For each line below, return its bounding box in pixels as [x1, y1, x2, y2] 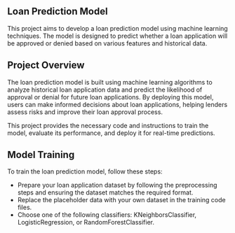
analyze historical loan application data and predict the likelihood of [7, 85, 203, 94]
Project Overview [7, 59, 85, 71]
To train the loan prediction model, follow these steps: [7, 167, 163, 176]
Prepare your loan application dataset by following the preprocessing [17, 181, 217, 190]
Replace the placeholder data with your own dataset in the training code [17, 196, 226, 204]
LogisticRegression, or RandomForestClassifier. [17, 218, 154, 227]
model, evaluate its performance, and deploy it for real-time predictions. [7, 129, 215, 137]
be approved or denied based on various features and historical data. [7, 38, 208, 48]
